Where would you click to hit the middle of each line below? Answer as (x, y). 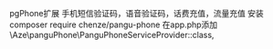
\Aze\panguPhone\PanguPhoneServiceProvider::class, (112, 35)
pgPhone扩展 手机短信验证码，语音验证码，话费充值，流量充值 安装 (137, 13)
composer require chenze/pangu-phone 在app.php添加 (114, 24)
